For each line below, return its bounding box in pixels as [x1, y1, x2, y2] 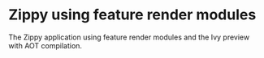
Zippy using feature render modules [8, 6, 257, 24]
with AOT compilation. [8, 40, 83, 50]
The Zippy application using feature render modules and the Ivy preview [8, 32, 250, 42]
